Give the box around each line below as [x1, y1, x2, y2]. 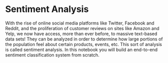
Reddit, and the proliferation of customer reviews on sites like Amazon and [5, 25, 159, 31]
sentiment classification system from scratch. [5, 51, 100, 58]
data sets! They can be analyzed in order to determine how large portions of [5, 36, 163, 42]
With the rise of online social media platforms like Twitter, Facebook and [5, 20, 154, 26]
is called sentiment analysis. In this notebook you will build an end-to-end [5, 46, 158, 52]
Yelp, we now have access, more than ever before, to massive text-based [5, 30, 157, 36]
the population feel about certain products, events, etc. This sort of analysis [5, 41, 162, 47]
